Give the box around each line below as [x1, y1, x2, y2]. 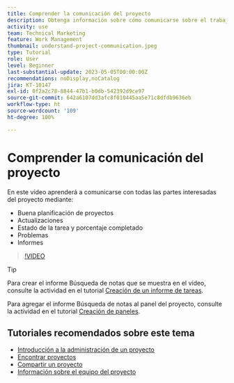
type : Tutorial [7, 49, 52, 56]
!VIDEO [24, 251, 45, 260]
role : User [7, 56, 39, 63]
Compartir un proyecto [17, 360, 83, 369]
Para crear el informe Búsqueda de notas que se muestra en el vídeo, [7, 279, 207, 287]
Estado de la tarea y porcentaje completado [17, 224, 143, 232]
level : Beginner [7, 62, 54, 69]
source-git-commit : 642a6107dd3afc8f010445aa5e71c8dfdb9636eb [7, 95, 192, 102]
